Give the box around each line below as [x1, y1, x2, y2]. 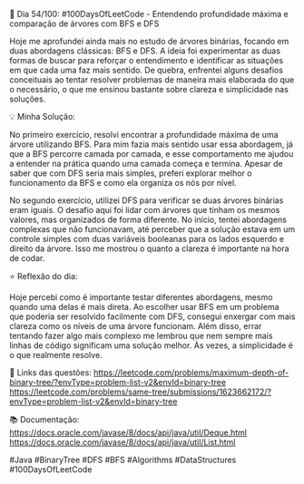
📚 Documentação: [9, 414, 80, 425]
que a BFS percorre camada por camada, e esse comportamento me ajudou [9, 149, 294, 159]
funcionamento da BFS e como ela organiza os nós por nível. [9, 178, 238, 188]
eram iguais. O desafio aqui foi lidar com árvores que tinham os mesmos [9, 205, 280, 215]
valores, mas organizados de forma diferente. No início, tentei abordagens [9, 214, 288, 225]
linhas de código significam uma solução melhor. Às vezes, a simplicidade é [9, 340, 293, 351]
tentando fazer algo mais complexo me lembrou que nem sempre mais [9, 331, 273, 341]
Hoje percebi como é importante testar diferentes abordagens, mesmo [9, 292, 273, 303]
